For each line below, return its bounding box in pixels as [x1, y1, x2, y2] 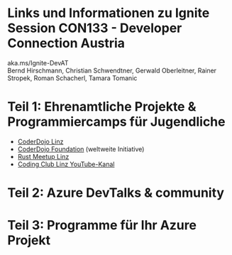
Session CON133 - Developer [7, 20, 182, 36]
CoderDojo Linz [17, 137, 64, 146]
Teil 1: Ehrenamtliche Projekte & [7, 99, 197, 115]
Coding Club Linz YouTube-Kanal [17, 160, 115, 168]
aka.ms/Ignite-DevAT [7, 58, 69, 67]
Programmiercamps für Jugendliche [7, 114, 226, 130]
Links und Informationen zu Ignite [7, 5, 210, 21]
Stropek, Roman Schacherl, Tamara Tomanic [7, 73, 138, 82]
